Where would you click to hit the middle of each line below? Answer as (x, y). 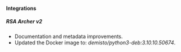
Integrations (21, 8)
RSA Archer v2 (24, 22)
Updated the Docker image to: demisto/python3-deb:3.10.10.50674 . (95, 42)
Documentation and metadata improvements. (69, 36)
